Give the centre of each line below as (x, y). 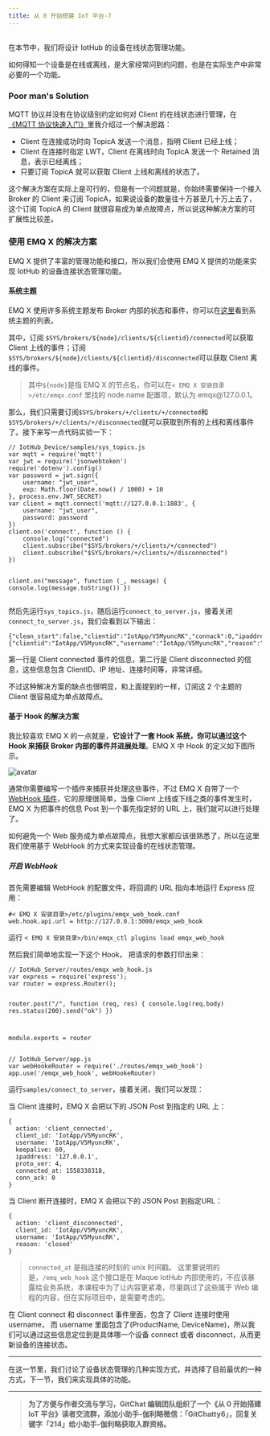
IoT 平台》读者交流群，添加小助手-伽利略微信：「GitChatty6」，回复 (139, 1413)
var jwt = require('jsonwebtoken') (68, 461)
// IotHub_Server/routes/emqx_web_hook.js (80, 969)
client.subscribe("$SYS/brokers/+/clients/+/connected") (120, 545)
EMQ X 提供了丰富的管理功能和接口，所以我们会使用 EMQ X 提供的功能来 (129, 261)
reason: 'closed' (45, 1244)
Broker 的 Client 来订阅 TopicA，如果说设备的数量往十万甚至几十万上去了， (132, 199)
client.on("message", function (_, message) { (88, 581)
